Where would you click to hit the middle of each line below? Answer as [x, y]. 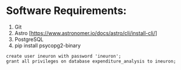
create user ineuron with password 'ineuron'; [64, 56]
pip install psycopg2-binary [48, 45]
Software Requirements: [66, 11]
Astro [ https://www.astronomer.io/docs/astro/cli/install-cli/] [86, 33]
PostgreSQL [29, 39]
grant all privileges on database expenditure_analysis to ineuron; [91, 61]
